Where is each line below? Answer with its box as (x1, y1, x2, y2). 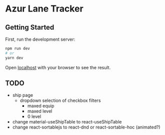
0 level (27, 113, 41, 119)
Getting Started (5, 23, 54, 32)
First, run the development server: (5, 36, 75, 42)
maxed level (27, 108, 52, 114)
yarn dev (5, 55, 23, 60)
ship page (12, 92, 33, 98)
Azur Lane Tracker (5, 3, 83, 15)
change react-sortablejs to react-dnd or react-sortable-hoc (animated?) (12, 124, 161, 130)
